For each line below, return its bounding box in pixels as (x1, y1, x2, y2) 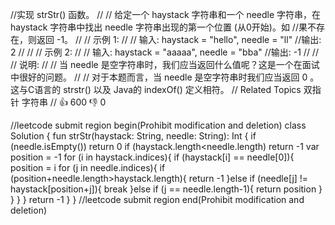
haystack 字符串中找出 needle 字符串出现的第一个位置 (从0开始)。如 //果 (10, 21, 308, 33)
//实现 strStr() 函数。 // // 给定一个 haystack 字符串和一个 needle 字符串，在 (10, 9, 322, 20)
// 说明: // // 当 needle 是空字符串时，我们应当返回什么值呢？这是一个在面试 (10, 59, 320, 70)
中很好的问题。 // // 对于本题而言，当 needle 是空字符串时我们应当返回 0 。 (10, 71, 320, 83)
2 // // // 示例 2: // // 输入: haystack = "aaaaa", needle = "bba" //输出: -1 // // (10, 46, 319, 58)
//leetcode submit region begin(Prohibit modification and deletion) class (10, 119, 307, 131)
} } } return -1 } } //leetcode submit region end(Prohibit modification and (10, 194, 305, 205)
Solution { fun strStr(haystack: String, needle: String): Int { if (10, 130, 257, 142)
